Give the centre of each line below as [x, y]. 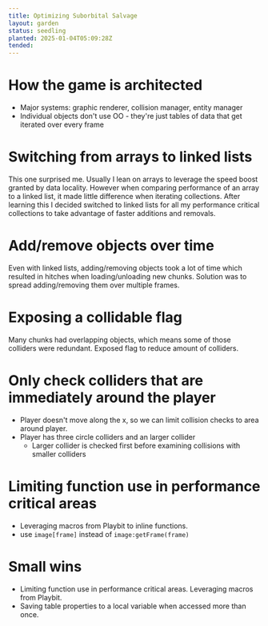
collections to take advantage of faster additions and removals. [112, 213]
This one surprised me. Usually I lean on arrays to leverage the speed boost [133, 179]
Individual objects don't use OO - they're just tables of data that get [131, 116]
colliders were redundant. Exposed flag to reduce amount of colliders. [124, 348]
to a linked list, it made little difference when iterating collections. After [124, 196]
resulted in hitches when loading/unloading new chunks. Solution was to [128, 276]
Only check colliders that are [106, 381]
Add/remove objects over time [111, 246]
